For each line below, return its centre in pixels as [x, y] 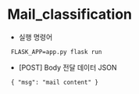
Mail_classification [70, 14]
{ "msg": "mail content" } [55, 82]
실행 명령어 [36, 37]
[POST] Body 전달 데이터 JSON [68, 67]
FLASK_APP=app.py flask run [56, 52]
